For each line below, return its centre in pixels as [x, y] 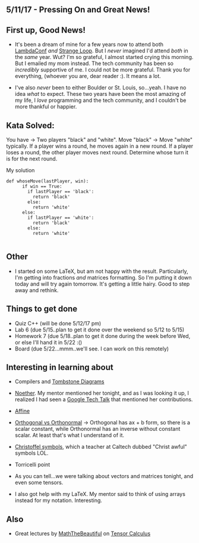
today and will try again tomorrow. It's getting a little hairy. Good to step [102, 284]
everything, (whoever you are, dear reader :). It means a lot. [88, 76]
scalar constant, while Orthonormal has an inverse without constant [97, 429]
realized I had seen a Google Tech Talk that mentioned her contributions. [104, 399]
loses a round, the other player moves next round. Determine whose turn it [97, 153]
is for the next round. [32, 159]
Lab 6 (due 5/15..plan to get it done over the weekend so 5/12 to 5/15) [99, 330]
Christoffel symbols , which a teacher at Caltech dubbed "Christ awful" [101, 447]
